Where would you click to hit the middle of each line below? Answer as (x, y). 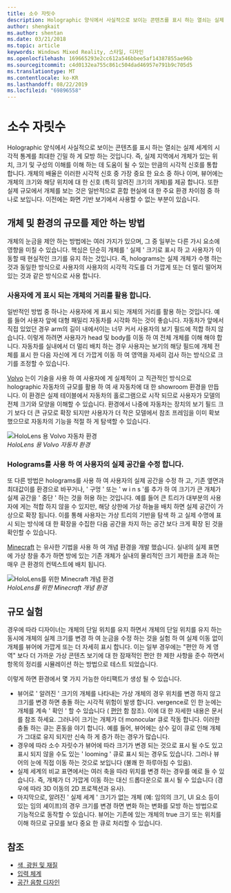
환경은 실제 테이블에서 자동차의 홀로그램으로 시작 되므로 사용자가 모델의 (124, 395)
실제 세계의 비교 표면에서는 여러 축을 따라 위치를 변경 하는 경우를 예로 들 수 (117, 771)
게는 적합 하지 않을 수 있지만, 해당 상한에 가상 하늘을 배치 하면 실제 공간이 (118, 507)
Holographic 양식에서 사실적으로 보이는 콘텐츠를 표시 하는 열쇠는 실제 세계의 (110, 148)
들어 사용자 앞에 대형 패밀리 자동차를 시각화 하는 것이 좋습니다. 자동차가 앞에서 (119, 320)
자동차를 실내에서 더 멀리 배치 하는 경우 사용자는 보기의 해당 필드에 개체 (117, 346)
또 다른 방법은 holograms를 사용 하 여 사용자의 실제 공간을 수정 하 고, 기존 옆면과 (115, 480)
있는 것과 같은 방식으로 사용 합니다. (54, 275)
